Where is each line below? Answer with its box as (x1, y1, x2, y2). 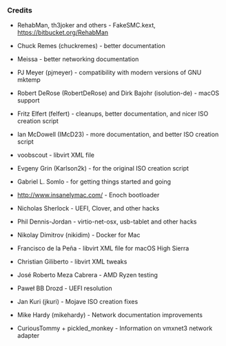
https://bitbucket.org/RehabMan (17, 28, 109, 36)
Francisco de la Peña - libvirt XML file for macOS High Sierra (17, 244, 189, 252)
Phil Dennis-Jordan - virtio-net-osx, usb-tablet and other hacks (17, 217, 198, 226)
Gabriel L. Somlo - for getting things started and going (17, 177, 171, 186)
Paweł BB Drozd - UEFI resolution (17, 284, 112, 292)
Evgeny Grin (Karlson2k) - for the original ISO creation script (17, 164, 189, 173)
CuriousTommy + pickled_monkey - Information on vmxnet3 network (17, 324, 213, 332)
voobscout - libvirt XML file (17, 151, 95, 160)
